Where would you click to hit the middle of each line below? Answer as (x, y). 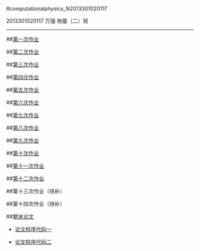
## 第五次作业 (23, 90)
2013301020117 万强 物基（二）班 (47, 21)
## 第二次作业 (23, 52)
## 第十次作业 (23, 153)
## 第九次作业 (23, 140)
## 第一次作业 (23, 39)
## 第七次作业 (23, 115)
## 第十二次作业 (25, 179)
